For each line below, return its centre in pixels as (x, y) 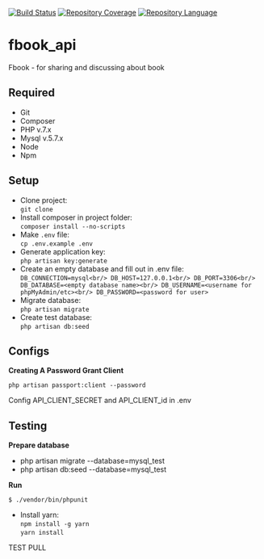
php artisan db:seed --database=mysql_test (93, 469)
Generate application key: (63, 251)
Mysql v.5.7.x (42, 138)
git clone (37, 209)
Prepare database (39, 445)
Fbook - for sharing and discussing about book (87, 67)
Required (31, 93)
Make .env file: (45, 234)
